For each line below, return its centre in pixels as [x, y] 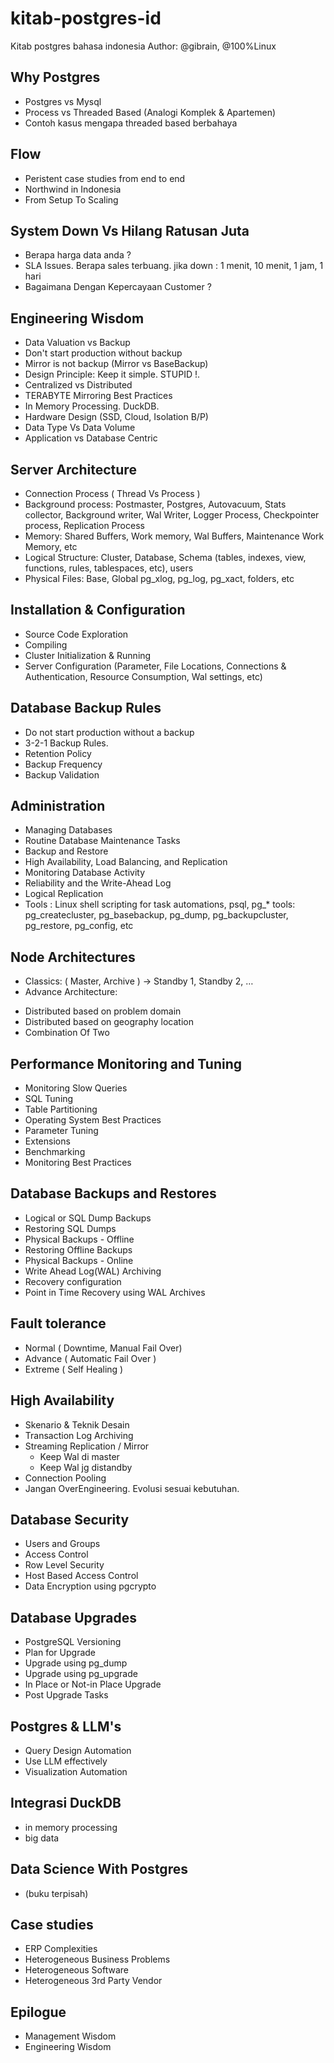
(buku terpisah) [56, 1893]
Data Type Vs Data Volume [80, 428]
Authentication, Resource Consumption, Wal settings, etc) [143, 676]
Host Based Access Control [81, 1576]
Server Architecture [73, 469]
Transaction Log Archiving [79, 1435]
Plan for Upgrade [60, 1653]
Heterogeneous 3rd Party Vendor [93, 1981]
